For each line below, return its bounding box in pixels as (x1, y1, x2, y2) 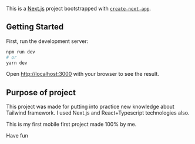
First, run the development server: (6, 38, 89, 45)
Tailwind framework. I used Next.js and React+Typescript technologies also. (6, 109, 190, 116)
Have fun (6, 132, 28, 139)
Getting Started (6, 22, 64, 32)
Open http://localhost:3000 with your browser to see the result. (6, 71, 160, 78)
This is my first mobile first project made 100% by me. (6, 120, 137, 128)
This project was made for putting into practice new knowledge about (6, 103, 174, 110)
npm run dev (6, 49, 35, 55)
